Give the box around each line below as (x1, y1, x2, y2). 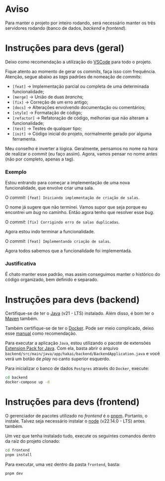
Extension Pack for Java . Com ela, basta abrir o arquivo (5, 345, 119, 351)
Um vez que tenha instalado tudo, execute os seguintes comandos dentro (5, 433, 156, 439)
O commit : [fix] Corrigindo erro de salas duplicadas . (5, 219, 120, 225)
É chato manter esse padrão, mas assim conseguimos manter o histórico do (5, 271, 160, 277)
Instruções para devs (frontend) (5, 396, 140, 408)
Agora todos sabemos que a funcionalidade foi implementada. (5, 248, 132, 254)
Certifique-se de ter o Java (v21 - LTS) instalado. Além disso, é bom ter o (5, 311, 155, 317)
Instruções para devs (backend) (5, 294, 140, 305)
